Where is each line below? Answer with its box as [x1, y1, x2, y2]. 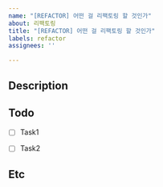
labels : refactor [8, 34, 67, 43]
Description [8, 78, 68, 93]
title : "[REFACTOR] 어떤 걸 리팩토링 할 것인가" [8, 27, 156, 35]
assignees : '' [8, 42, 56, 50]
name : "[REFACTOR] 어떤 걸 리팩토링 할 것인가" [8, 11, 153, 20]
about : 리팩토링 [8, 19, 56, 27]
